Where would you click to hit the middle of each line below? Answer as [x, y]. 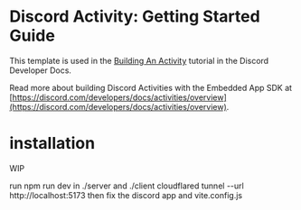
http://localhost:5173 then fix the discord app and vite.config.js [126, 195]
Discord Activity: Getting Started [135, 17]
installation [52, 144]
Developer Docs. [41, 70]
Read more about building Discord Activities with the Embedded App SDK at [150, 87]
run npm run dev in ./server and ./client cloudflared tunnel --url [127, 186]
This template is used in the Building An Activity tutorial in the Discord [139, 60]
